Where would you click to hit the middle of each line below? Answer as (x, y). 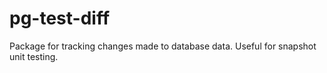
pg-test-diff (60, 18)
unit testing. (34, 56)
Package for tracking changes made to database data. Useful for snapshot (163, 46)
